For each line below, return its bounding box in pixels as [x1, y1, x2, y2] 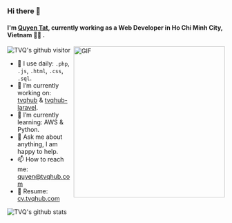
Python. [17, 126, 40, 134]
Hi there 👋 [7, 6, 41, 16]
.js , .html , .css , [17, 67, 64, 75]
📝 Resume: [17, 187, 48, 195]
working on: [17, 89, 52, 97]
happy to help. [17, 148, 59, 156]
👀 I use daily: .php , [17, 59, 70, 68]
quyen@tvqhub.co [17, 173, 70, 181]
